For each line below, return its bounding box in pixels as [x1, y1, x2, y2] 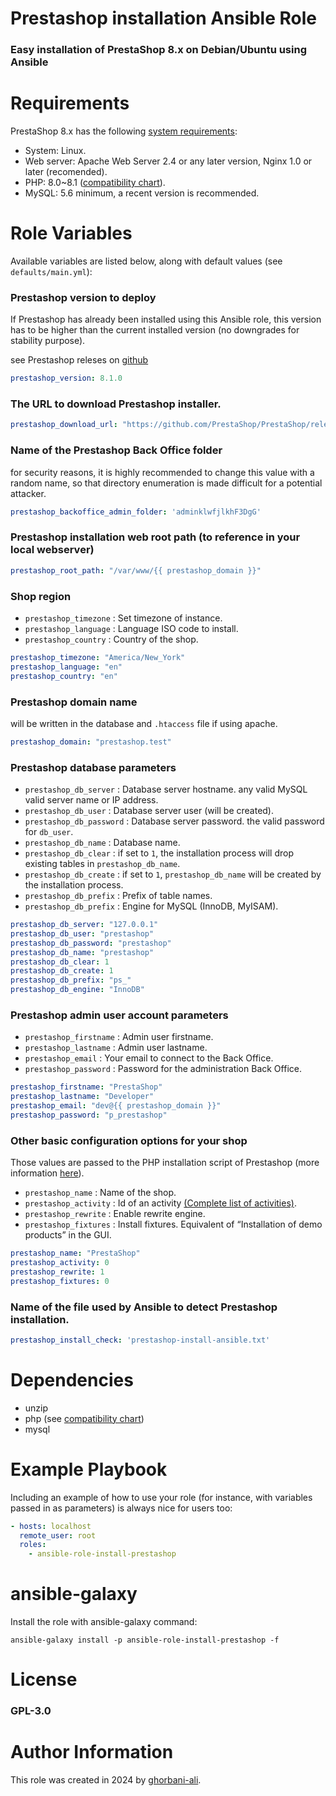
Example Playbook [10, 1458, 168, 1481]
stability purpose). [10, 335, 86, 347]
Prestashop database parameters [10, 760, 177, 774]
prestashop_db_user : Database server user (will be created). [24, 805, 275, 817]
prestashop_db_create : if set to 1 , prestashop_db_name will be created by [24, 868, 322, 881]
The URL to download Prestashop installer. [10, 397, 222, 411]
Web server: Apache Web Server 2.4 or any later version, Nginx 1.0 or [24, 155, 313, 167]
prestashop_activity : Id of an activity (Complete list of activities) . [24, 1197, 297, 1209]
